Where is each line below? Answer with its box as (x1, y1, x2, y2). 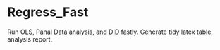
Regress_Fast (7, 4, 89, 20)
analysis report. (7, 35, 53, 43)
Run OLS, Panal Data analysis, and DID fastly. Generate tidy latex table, (7, 27, 214, 36)
